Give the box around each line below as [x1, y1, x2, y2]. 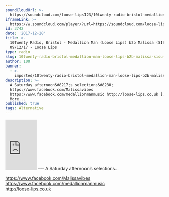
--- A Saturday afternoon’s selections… [37, 166, 119, 171]
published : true [5, 101, 39, 106]
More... [10, 96, 26, 101]
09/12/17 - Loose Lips [10, 45, 57, 50]
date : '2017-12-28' [5, 31, 46, 36]
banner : [5, 63, 22, 69]
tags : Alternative [5, 106, 44, 111]
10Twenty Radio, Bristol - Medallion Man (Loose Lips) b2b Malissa [10, 40, 154, 45]
